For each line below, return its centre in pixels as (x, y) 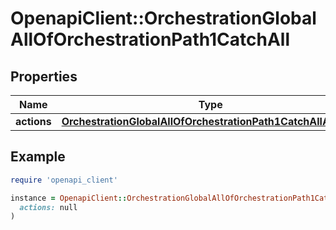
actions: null (48, 207)
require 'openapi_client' (64, 180)
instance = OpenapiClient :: (69, 198)
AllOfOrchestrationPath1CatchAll (150, 39)
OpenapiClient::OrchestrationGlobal (163, 18)
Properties (44, 76)
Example (38, 157)
